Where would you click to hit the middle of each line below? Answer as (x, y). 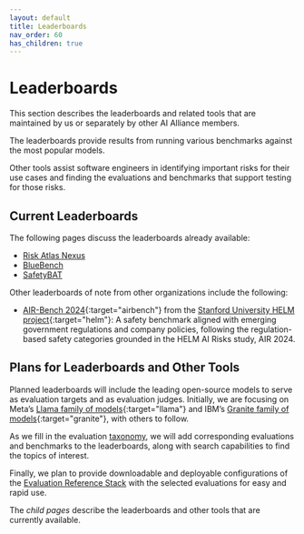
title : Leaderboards (49, 26)
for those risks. (38, 187)
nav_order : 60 (36, 35)
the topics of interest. (49, 455)
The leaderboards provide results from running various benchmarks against (151, 141)
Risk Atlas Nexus (54, 255)
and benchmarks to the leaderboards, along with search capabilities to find (150, 446)
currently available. (45, 519)
